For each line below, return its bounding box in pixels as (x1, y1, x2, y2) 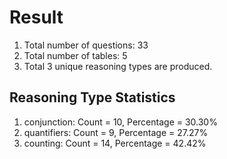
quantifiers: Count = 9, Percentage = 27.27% (23, 126, 209, 138)
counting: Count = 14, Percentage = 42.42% (23, 137, 207, 149)
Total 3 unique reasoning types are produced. (23, 60, 213, 72)
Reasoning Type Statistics (9, 89, 176, 106)
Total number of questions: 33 (23, 39, 149, 51)
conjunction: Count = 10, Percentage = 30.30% (23, 116, 218, 128)
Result (9, 6, 64, 29)
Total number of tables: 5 (23, 49, 128, 61)
